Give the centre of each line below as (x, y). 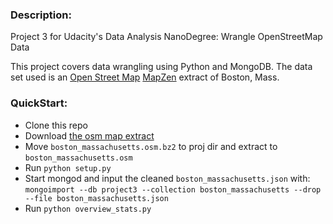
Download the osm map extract (89, 135)
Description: (41, 15)
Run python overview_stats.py (88, 208)
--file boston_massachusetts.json (96, 198)
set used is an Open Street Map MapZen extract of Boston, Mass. (145, 77)
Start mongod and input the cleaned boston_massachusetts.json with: (167, 178)
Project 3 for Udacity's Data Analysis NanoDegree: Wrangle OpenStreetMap (166, 37)
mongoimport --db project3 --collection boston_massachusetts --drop (173, 189)
